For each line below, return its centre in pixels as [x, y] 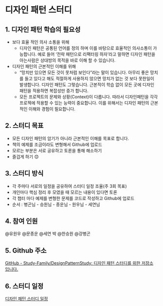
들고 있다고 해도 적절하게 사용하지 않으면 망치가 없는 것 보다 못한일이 [90, 79]
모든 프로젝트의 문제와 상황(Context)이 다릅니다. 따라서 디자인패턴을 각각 [89, 97]
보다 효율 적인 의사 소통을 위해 [41, 42]
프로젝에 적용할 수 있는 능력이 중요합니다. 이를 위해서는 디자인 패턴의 [84, 103]
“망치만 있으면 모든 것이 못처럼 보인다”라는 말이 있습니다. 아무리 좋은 [84, 72]
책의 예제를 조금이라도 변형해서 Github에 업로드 [57, 144]
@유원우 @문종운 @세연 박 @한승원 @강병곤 [48, 234]
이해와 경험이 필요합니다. [52, 109]
